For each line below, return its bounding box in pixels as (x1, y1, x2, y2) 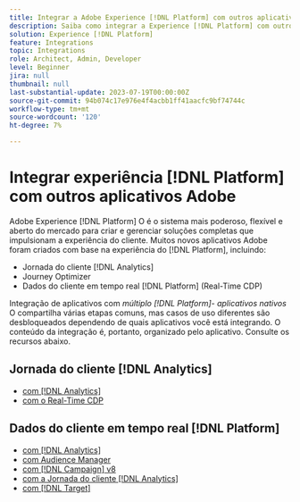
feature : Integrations (9, 38, 94, 47)
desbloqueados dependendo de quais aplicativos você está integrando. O (9, 316, 281, 327)
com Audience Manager (21, 454, 112, 464)
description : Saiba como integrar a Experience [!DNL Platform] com (9, 21, 270, 30)
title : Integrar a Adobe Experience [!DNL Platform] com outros (9, 13, 254, 22)
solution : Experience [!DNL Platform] (9, 29, 154, 38)
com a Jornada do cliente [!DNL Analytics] (21, 473, 179, 483)
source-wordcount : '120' (9, 113, 102, 121)
